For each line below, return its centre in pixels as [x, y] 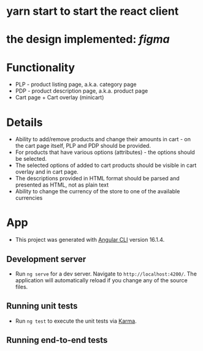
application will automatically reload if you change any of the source [101, 280]
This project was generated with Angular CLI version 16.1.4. [90, 240]
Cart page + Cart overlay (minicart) [59, 98]
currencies [29, 198]
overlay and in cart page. [47, 172]
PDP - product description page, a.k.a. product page [82, 91]
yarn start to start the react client [93, 11]
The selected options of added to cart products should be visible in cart [106, 165]
